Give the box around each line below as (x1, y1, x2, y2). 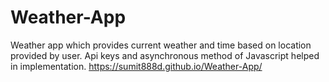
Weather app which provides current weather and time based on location (10, 39, 312, 51)
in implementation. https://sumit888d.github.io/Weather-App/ (10, 60, 263, 72)
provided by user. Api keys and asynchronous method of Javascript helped (10, 49, 320, 61)
